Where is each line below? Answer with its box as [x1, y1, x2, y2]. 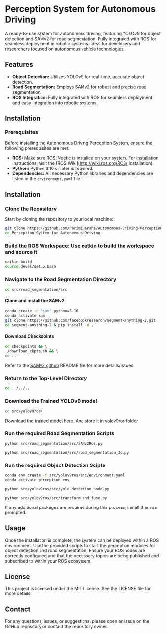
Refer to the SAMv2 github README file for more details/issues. [5, 362, 135, 368]
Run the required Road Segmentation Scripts [5, 430, 115, 437]
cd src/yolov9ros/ [5, 409, 43, 414]
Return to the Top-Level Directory [5, 375, 87, 381]
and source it [5, 248, 38, 255]
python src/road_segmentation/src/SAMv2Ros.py [5, 441, 103, 446]
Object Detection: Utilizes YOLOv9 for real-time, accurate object [12, 73, 145, 80]
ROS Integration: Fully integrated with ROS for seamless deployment [12, 94, 153, 100]
